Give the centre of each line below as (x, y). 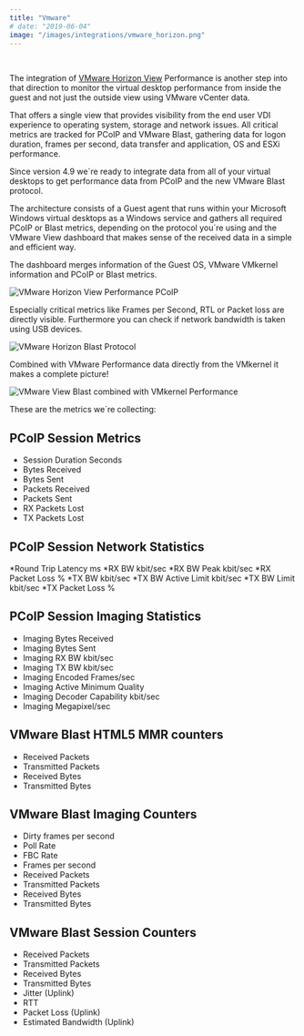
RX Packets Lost (53, 508)
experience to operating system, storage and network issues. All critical (144, 125)
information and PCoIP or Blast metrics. (83, 275)
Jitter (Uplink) (48, 993)
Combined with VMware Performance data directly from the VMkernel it (144, 364)
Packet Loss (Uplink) (61, 1012)
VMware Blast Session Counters (103, 933)
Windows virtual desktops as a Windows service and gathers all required (146, 218)
